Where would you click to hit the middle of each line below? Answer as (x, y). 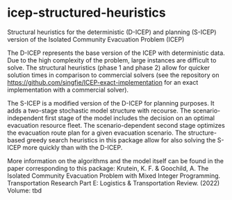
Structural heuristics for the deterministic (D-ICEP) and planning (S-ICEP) (112, 32)
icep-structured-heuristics (86, 13)
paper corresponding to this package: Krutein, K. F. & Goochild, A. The (108, 168)
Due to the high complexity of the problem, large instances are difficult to (112, 60)
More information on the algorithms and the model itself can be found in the (116, 160)
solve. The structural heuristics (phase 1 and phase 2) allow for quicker (109, 67)
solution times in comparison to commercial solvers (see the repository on (113, 75)
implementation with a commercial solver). (68, 90)
